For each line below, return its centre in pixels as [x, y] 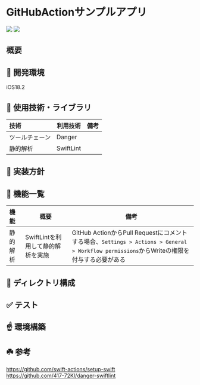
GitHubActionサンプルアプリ [77, 12]
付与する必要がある [99, 259]
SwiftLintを [40, 237]
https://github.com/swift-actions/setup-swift [61, 369]
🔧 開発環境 [25, 72]
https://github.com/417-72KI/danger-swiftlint [61, 376]
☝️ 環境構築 [26, 327]
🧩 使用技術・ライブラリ [49, 107]
